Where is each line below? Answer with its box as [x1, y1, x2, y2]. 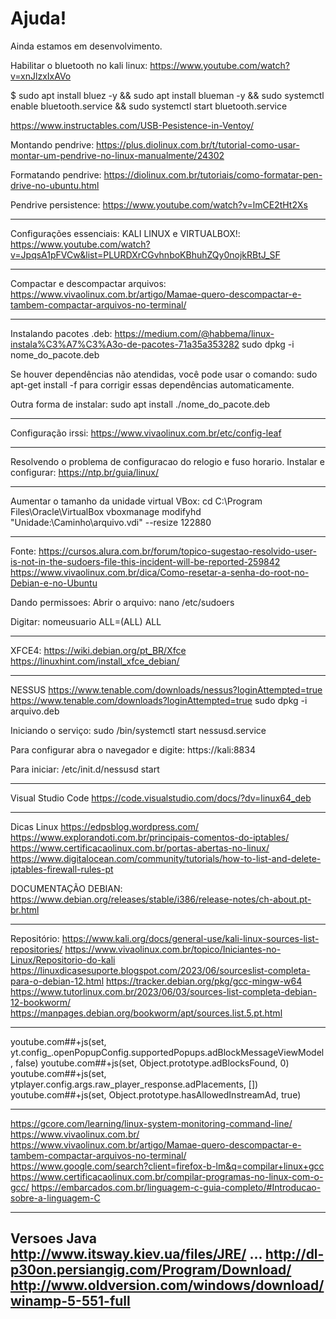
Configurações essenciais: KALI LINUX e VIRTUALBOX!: [10, 227, 241, 239]
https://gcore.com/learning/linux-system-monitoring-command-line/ [10, 1117, 293, 1129]
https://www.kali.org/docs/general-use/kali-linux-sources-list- [61, 932, 320, 944]
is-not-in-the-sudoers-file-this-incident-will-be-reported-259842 [10, 555, 281, 567]
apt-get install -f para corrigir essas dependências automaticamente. [10, 378, 295, 391]
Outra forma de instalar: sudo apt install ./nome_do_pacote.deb [10, 398, 271, 410]
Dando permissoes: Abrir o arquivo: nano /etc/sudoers [10, 596, 235, 608]
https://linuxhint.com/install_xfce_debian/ [10, 655, 180, 667]
